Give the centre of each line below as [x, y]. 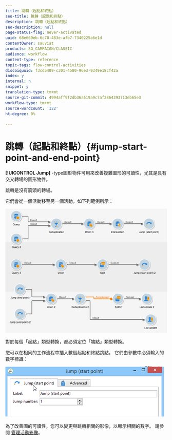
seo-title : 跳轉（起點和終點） [35, 16]
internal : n [18, 81]
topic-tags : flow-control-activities [46, 65]
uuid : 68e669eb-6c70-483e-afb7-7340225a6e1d [54, 38]
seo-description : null [30, 27]
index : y [15, 76]
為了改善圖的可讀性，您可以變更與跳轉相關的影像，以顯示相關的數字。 [80, 426]
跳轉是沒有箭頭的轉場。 [30, 190]
